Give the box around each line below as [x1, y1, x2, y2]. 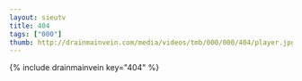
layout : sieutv [9, 12, 67, 22]
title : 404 [9, 21, 50, 30]
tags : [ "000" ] [9, 29, 63, 38]
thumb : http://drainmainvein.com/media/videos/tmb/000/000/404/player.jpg [9, 37, 296, 47]
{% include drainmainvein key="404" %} [9, 62, 160, 73]
